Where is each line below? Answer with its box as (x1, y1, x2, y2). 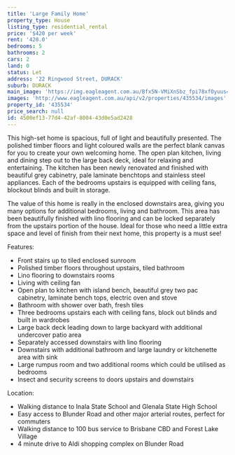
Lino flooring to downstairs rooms (17, 271, 115, 279)
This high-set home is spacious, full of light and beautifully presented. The (7, 134, 222, 142)
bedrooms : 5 (7, 43, 42, 50)
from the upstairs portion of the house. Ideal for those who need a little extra (7, 221, 228, 230)
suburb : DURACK (7, 82, 52, 89)
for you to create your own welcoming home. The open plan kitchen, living (7, 148, 222, 157)
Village (17, 432, 38, 440)
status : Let (7, 69, 42, 76)
